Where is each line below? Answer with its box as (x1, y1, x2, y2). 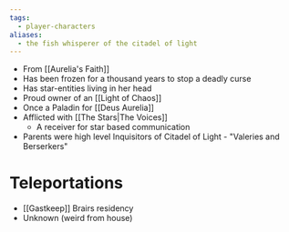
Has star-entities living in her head (22, 83, 152, 94)
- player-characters (17, 22, 96, 31)
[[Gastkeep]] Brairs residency (22, 203, 134, 214)
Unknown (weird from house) (22, 213, 133, 224)
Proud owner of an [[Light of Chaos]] (22, 93, 162, 104)
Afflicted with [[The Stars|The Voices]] (22, 112, 169, 123)
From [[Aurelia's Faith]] (22, 64, 110, 75)
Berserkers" (22, 141, 68, 152)
